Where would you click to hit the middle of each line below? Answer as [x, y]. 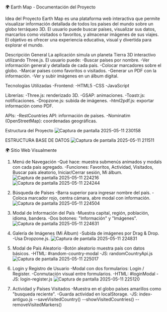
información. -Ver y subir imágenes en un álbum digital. [62, 76]
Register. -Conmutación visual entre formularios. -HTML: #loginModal [84, 274]
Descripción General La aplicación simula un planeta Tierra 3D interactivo [81, 55]
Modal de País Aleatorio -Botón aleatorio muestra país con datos [79, 248]
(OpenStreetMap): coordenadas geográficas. [51, 121]
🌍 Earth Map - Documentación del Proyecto [50, 7]
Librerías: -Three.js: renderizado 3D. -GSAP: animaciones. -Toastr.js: [75, 95]
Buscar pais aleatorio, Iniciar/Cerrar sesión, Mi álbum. [67, 172]
